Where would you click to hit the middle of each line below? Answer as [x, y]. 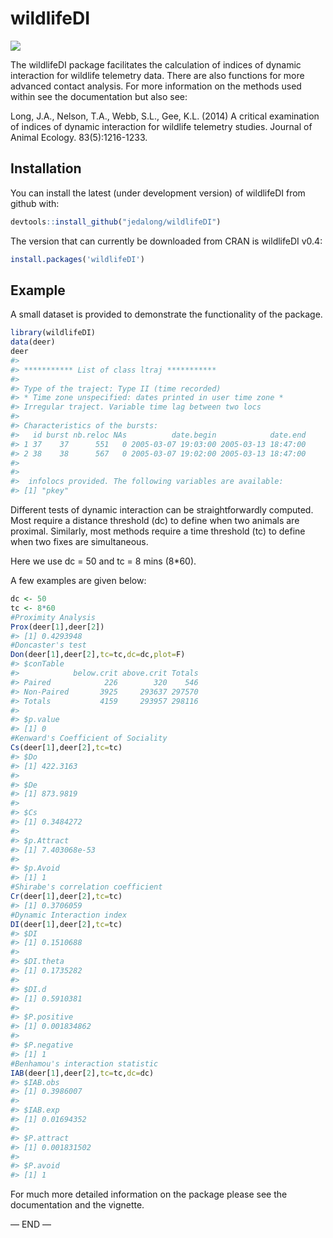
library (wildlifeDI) [53, 333]
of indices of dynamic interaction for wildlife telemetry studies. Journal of [161, 126]
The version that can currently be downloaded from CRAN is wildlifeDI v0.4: [166, 241]
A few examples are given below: [78, 581]
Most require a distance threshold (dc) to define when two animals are [155, 521]
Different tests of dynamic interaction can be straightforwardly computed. [162, 510]
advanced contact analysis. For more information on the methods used [156, 86]
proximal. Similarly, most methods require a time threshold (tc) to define [158, 531]
